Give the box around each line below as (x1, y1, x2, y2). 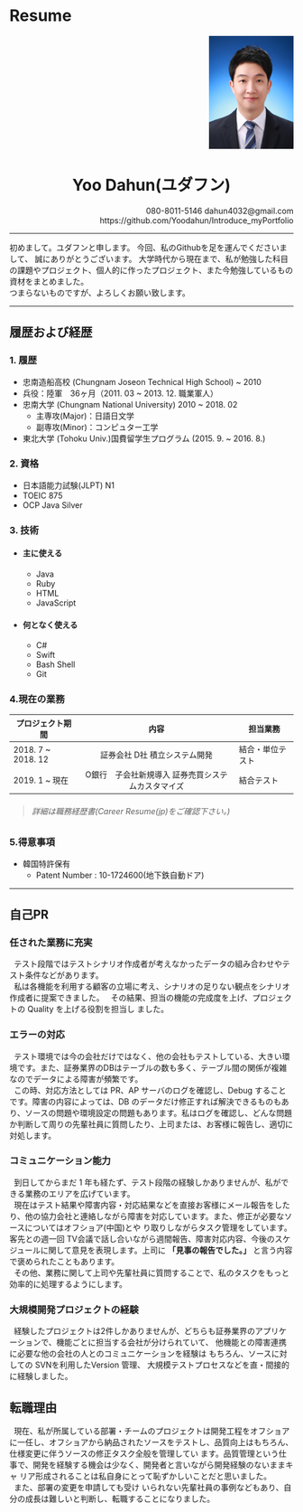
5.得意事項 (9, 836, 56, 849)
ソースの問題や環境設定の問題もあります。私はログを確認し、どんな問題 (24, 1107, 293, 1118)
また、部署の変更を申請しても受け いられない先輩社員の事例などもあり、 (13, 1481, 284, 1492)
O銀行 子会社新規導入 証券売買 (85, 769, 205, 780)
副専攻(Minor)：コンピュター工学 (35, 421, 159, 432)
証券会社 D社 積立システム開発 (100, 749, 214, 760)
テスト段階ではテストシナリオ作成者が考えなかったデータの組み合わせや (13, 959, 282, 970)
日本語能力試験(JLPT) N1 (22, 480, 115, 491)
